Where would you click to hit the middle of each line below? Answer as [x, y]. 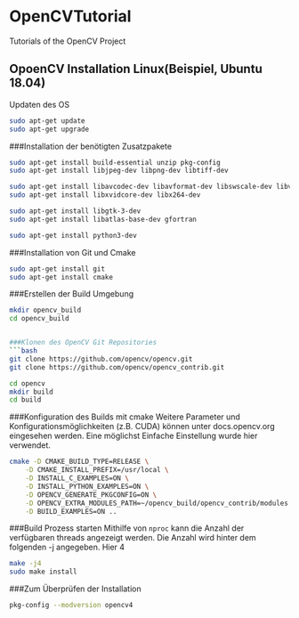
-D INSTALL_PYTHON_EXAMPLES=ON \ [87, 486]
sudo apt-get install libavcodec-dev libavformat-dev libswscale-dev [141, 187]
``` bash [24, 351]
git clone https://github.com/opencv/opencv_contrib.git [117, 367]
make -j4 [25, 564]
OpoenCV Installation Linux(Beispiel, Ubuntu [136, 69]
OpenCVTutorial [70, 16]
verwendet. [30, 445]
